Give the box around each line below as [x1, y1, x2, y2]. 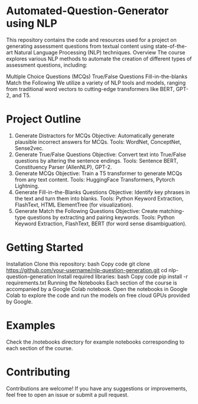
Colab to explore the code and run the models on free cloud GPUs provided [6, 292, 190, 299]
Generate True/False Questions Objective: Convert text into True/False [14, 151, 186, 158]
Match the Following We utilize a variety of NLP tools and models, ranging [6, 79, 186, 86]
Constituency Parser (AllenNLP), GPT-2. [14, 163, 112, 170]
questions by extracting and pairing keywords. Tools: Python [27, 214, 175, 221]
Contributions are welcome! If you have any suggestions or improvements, [6, 384, 187, 392]
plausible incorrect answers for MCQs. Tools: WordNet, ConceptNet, [14, 138, 182, 146]
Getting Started [6, 241, 84, 254]
